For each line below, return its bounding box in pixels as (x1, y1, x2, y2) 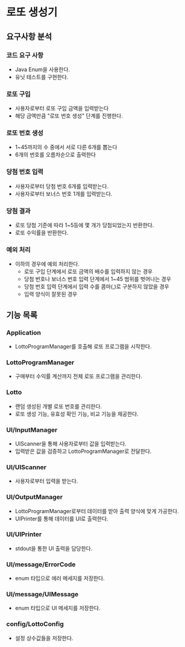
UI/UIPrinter (6, 530, 42, 538)
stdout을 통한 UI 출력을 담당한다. (14, 544, 93, 552)
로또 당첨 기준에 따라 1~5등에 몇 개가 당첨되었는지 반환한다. (14, 221, 154, 229)
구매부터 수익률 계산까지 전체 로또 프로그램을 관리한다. (14, 373, 143, 380)
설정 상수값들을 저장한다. (14, 634, 74, 642)
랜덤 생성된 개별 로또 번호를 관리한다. (14, 402, 102, 410)
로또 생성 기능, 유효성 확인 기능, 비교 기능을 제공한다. (14, 410, 139, 417)
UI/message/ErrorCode (6, 560, 76, 569)
